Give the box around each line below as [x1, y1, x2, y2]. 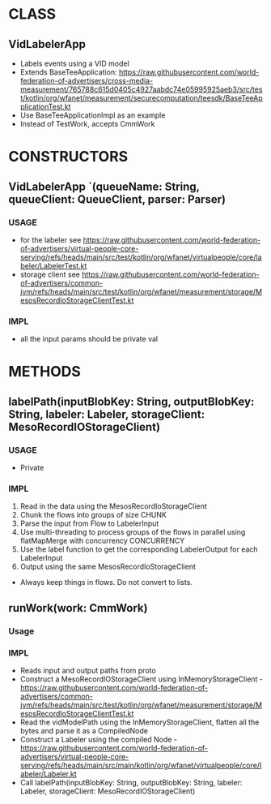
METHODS [8, 363, 81, 381]
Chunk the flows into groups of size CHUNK [19, 510, 167, 520]
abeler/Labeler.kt [19, 768, 77, 779]
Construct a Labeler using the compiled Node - [19, 734, 178, 744]
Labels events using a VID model [19, 58, 129, 68]
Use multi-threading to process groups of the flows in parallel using [19, 527, 246, 537]
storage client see [19, 269, 81, 279]
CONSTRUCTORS [8, 148, 129, 166]
